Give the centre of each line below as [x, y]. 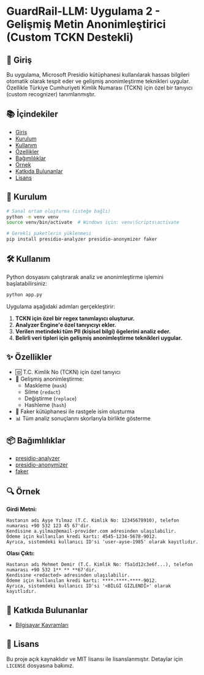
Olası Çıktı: [21, 554]
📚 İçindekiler [32, 114]
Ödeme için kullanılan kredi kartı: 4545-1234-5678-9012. [82, 537]
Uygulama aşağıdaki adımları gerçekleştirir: [61, 306]
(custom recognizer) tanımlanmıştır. [51, 94]
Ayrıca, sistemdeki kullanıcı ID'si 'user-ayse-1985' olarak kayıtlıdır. [103, 542]
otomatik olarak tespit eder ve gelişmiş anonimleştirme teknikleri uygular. [98, 81]
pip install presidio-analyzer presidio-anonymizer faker [82, 239]
